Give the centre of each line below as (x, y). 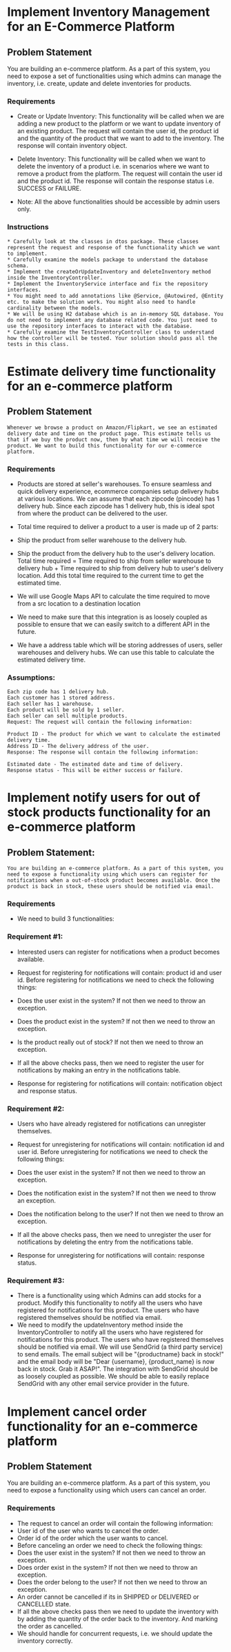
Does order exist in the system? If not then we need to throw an (107, 1567)
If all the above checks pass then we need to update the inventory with (118, 1611)
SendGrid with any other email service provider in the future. (103, 1384)
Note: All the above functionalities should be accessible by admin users (119, 202)
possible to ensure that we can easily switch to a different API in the (113, 624)
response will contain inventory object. (72, 146)
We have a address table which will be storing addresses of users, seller (120, 645)
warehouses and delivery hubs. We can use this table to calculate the (116, 652)
